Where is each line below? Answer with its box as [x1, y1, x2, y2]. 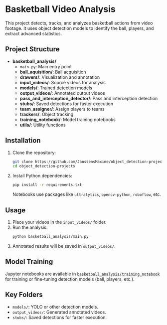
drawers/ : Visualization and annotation [19, 74, 100, 80]
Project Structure [5, 45, 60, 53]
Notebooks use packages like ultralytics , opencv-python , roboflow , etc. [12, 191, 161, 197]
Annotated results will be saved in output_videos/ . [12, 243, 116, 249]
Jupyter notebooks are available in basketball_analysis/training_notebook [5, 271, 160, 277]
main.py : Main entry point [19, 63, 72, 69]
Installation [5, 136, 41, 145]
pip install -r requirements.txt [12, 182, 82, 187]
